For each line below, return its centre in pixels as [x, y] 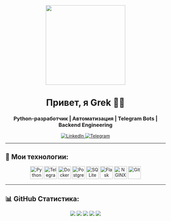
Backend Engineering [85, 125]
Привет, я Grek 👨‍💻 [85, 103]
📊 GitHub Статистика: [42, 199]
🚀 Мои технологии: [37, 157]
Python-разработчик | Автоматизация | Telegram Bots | [85, 119]
